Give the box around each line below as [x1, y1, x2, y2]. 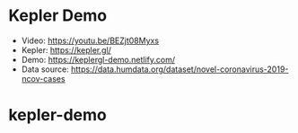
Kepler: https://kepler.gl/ [21, 44, 111, 55]
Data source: [21, 64, 69, 75]
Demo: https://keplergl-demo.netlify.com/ [21, 54, 176, 65]
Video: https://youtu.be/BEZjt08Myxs [21, 35, 159, 46]
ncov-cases [21, 73, 66, 84]
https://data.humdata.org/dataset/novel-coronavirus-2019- [70, 64, 289, 75]
